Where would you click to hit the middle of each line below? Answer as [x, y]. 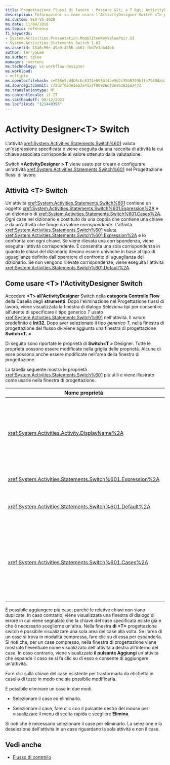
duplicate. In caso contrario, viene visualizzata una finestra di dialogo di [80, 615]
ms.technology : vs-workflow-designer [45, 66]
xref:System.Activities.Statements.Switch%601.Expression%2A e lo [76, 235]
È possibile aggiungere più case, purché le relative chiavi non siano [75, 610]
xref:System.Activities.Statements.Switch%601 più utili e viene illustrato [80, 375]
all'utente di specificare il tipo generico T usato [54, 312]
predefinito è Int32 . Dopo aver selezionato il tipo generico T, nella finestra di [85, 323]
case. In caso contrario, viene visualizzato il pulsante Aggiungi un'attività [82, 653]
